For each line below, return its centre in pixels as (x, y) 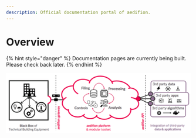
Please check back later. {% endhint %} (54, 64)
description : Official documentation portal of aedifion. (78, 12)
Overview (30, 42)
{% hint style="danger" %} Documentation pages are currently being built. (96, 58)
